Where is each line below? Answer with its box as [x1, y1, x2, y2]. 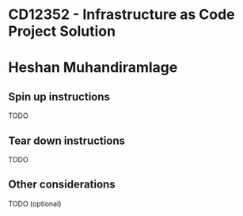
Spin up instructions [8, 89, 111, 104]
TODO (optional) [8, 199, 62, 208]
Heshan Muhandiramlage [8, 59, 178, 77]
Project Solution [8, 22, 116, 40]
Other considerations [8, 178, 116, 191]
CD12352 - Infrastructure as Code [8, 6, 235, 24]
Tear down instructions [8, 134, 125, 147]
